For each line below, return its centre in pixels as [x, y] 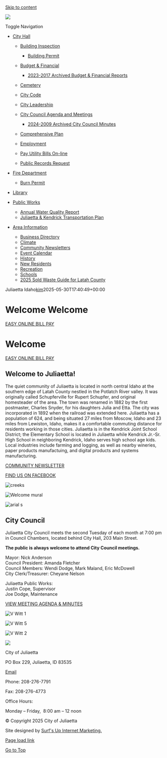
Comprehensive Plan [42, 134]
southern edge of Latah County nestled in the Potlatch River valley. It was [81, 391]
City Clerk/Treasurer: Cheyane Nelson [45, 574]
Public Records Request [45, 163]
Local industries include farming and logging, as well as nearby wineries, [81, 445]
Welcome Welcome [47, 310]
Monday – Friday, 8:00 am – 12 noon [43, 711]
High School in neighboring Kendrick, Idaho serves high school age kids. [81, 439]
